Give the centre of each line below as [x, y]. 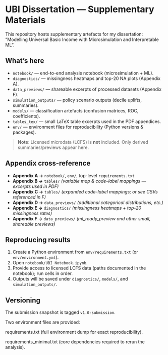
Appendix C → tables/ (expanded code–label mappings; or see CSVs [85, 191]
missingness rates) [32, 213]
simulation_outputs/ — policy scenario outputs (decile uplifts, [77, 100]
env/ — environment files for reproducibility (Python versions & [78, 127]
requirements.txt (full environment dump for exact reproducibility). [74, 332]
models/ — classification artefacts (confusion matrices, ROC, [75, 110]
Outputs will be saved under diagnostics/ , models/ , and [70, 279]
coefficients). [26, 116]
